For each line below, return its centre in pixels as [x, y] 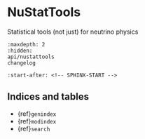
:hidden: [20, 51]
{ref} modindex [37, 121]
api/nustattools [31, 57]
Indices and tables [48, 97]
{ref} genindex [37, 114]
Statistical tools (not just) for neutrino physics [73, 32]
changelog [22, 63]
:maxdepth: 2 [26, 44]
